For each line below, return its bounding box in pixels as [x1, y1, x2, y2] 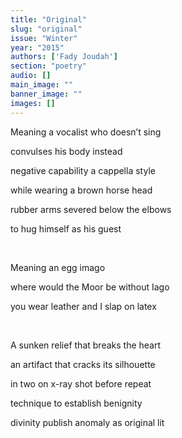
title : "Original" [10, 14, 87, 25]
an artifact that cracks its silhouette [10, 358, 156, 370]
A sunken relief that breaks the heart [10, 339, 162, 351]
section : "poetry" [10, 61, 87, 71]
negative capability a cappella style [10, 164, 156, 176]
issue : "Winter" [10, 33, 78, 43]
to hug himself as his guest [10, 222, 122, 235]
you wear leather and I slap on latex [10, 300, 157, 312]
